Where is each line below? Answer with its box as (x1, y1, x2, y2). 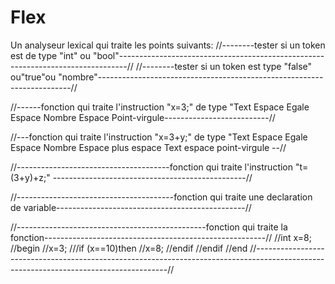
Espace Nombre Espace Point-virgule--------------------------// (10, 111, 276, 123)
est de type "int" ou (10, 49, 92, 61)
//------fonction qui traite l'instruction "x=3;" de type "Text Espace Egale (10, 101, 310, 113)
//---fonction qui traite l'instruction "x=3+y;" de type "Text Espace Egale (10, 131, 308, 143)
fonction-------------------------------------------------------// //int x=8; (10, 231, 312, 243)
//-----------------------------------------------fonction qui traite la (10, 221, 288, 233)
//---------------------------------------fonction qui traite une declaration (10, 191, 313, 203)
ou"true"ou (10, 71, 57, 83)
